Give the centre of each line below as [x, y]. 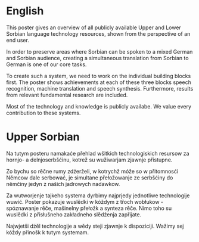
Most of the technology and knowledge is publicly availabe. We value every [99, 106]
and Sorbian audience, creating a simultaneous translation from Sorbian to [97, 58]
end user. [18, 40]
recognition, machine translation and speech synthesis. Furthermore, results [100, 88]
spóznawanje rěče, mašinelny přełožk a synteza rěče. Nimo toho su [89, 208]
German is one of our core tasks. [46, 64]
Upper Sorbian [43, 137]
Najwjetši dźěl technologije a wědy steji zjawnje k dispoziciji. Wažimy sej [95, 226]
